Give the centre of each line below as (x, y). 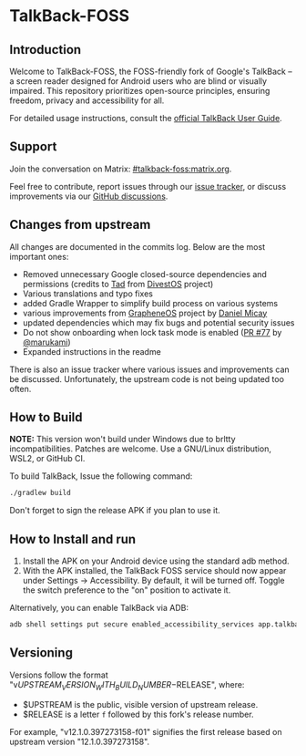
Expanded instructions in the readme (92, 351)
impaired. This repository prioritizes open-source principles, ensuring (140, 91)
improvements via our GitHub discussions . (89, 196)
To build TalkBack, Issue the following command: (101, 476)
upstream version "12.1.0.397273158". (80, 741)
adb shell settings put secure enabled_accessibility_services (132, 625)
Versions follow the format (59, 675)
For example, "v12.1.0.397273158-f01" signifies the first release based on (146, 731)
